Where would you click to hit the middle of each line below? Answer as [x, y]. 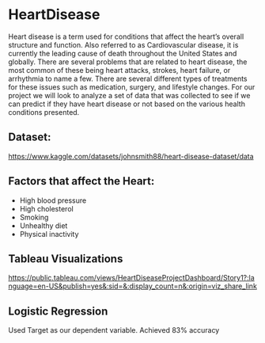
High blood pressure [53, 200]
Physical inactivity [49, 234]
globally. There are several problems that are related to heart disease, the [128, 62]
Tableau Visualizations [66, 259]
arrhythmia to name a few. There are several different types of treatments [128, 78]
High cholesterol [46, 208]
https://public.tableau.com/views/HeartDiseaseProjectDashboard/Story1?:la [131, 278]
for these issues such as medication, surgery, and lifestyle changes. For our [132, 87]
